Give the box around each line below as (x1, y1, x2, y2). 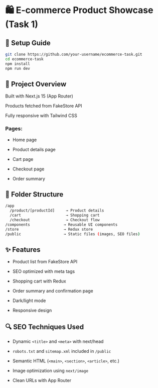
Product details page (12, 146, 56, 152)
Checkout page (12, 166, 45, 172)
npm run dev (5, 66, 30, 71)
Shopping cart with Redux (12, 278, 66, 284)
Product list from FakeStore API (12, 259, 78, 265)
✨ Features (5, 245, 41, 254)
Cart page (12, 156, 34, 162)
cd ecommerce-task (5, 56, 44, 61)
